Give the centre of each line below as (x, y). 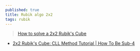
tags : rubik (18, 19)
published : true (22, 10)
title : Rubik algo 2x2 (29, 15)
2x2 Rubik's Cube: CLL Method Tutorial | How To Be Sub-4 (74, 43)
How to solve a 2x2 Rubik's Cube (52, 34)
